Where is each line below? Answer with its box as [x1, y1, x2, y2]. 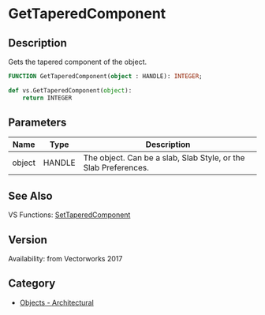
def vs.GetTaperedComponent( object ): [8, 86, 132, 95]
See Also [8, 189, 53, 202]
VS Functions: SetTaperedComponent [8, 210, 131, 219]
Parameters [8, 116, 67, 129]
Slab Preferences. [83, 163, 150, 174]
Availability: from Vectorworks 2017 [8, 254, 123, 264]
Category [8, 277, 56, 291]
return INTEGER [22, 94, 73, 102]
